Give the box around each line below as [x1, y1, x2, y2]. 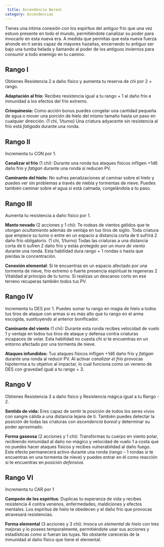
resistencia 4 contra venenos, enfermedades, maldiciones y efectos [5, 501, 142, 507]
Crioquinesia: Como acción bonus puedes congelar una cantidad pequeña [5, 108, 157, 114]
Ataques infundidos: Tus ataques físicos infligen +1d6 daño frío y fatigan [5, 350, 154, 356]
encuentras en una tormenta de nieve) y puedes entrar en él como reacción [5, 454, 158, 460]
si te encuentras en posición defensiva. [5, 459, 85, 465]
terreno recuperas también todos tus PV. [5, 278, 87, 284]
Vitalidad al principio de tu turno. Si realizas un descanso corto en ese [5, 273, 146, 279]
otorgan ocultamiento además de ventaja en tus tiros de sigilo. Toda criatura [5, 227, 159, 233]
